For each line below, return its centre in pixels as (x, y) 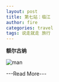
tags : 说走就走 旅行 (28, 33)
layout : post (22, 11)
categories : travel (30, 28)
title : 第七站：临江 (28, 17)
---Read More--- (26, 74)
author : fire (22, 22)
